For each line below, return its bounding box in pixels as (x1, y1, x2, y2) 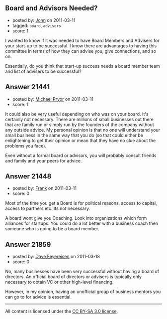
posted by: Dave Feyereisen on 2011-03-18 (12, 254, 100, 260)
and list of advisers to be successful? (5, 68, 82, 74)
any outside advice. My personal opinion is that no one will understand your (5, 127, 161, 133)
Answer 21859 (5, 240, 51, 249)
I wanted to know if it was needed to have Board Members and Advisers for (5, 37, 160, 43)
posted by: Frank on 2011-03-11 (12, 185, 77, 191)
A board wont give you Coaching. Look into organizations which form (5, 215, 147, 221)
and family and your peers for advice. (5, 158, 82, 163)
